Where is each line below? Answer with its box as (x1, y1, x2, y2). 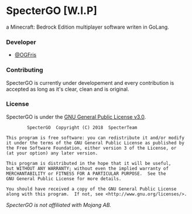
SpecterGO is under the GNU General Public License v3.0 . (6, 113, 146, 120)
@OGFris (14, 51, 37, 58)
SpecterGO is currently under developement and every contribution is (6, 79, 174, 86)
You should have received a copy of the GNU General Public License (6, 186, 177, 192)
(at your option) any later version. (6, 150, 98, 156)
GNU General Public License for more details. (6, 175, 122, 182)
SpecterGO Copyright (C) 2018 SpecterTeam (27, 125, 138, 130)
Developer (6, 38, 36, 46)
